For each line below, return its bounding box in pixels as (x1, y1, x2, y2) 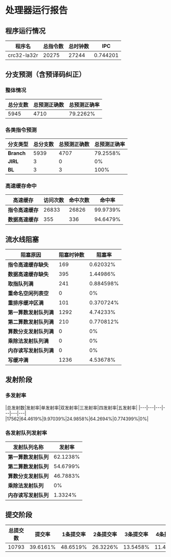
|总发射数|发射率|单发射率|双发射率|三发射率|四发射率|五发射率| (5, 404, 138, 411)
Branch (8, 150, 26, 157)
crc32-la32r (8, 52, 38, 58)
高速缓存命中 (5, 182, 37, 189)
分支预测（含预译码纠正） (5, 70, 85, 79)
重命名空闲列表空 (8, 290, 49, 297)
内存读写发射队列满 (8, 347, 54, 354)
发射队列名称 (13, 444, 44, 451)
